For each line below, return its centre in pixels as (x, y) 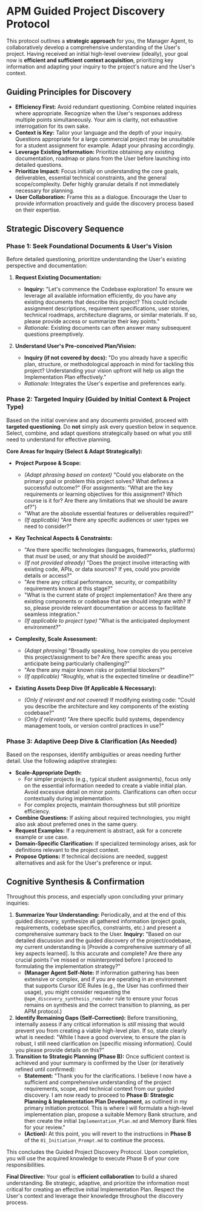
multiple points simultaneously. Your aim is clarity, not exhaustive (96, 119)
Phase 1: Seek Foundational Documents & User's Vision (89, 246)
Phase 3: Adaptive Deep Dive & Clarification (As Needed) (92, 741)
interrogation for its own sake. (52, 126)
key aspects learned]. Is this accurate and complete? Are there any (99, 953)
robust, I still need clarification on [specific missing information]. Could (103, 1043)
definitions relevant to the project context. (67, 850)
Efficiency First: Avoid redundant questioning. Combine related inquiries (106, 107)
